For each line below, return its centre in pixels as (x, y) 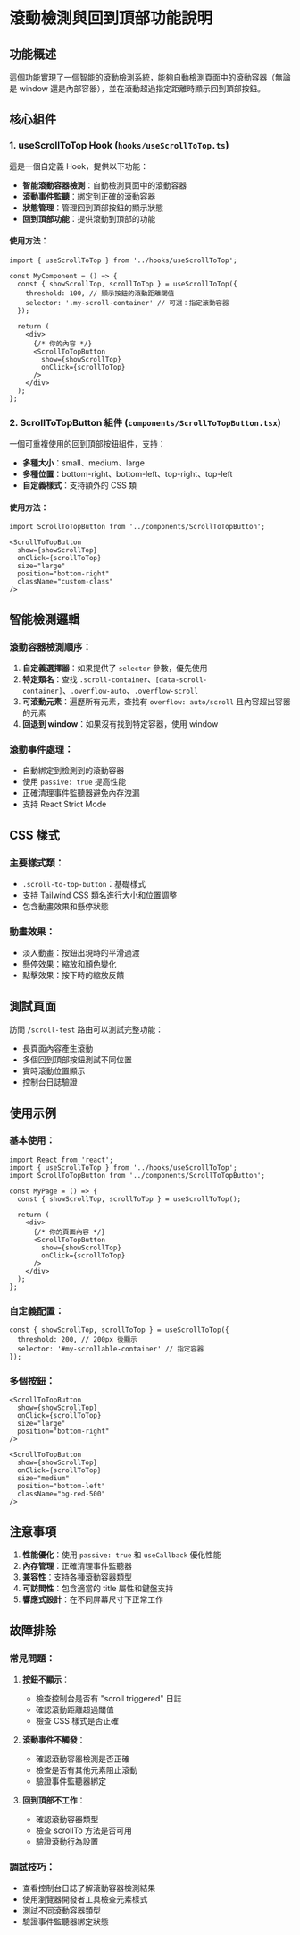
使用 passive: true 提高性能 (74, 782)
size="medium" (43, 1479)
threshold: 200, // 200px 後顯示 (77, 1340)
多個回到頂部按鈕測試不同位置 (77, 1060)
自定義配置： (37, 1310)
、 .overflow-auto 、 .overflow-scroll (130, 691)
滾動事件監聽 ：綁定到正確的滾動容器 (89, 196)
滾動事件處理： (42, 750)
